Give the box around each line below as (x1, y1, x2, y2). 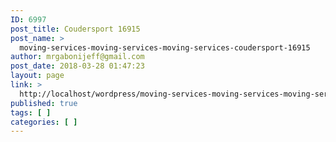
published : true (10, 98, 78, 108)
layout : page (10, 71, 65, 81)
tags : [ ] (10, 107, 52, 118)
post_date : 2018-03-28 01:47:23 (10, 61, 145, 71)
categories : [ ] (10, 117, 78, 127)
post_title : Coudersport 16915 (10, 24, 141, 34)
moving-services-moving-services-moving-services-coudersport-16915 (19, 42, 311, 53)
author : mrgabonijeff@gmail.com (10, 52, 145, 62)
